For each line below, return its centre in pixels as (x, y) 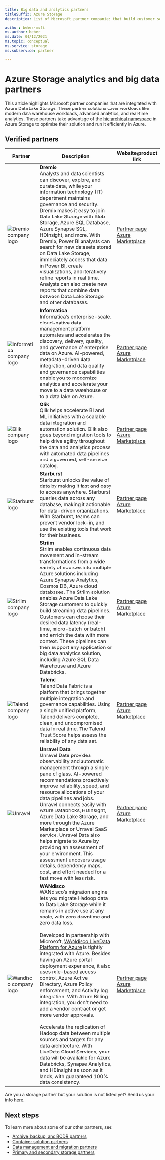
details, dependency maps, (71, 866)
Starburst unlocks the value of (74, 480)
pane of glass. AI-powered (71, 774)
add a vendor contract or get (73, 1009)
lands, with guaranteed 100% (74, 1077)
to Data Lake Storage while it (73, 905)
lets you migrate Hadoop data (74, 898)
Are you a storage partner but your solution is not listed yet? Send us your (80, 1095)
